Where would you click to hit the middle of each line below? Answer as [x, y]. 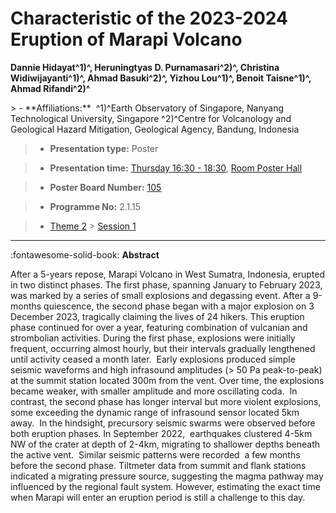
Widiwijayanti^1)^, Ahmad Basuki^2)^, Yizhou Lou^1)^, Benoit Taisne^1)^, [161, 78]
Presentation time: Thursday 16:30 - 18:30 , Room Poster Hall [176, 168]
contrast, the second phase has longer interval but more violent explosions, [166, 401]
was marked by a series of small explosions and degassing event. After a [160, 295]
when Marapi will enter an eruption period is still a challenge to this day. [158, 497]
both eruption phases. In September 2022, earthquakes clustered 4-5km [161, 433]
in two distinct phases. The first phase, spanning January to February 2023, [166, 284]
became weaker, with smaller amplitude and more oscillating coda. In [154, 391]
